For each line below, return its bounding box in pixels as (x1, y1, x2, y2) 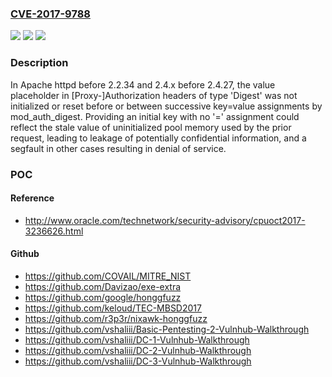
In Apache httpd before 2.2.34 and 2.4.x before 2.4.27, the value (10, 78, 276, 91)
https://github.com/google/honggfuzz (24, 291, 182, 303)
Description (10, 56, 69, 70)
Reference (10, 192, 55, 204)
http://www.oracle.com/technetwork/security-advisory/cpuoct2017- (24, 214, 306, 226)
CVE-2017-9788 (10, 7, 91, 21)
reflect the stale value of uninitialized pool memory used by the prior (10, 121, 292, 133)
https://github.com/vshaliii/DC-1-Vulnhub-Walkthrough (24, 333, 250, 346)
